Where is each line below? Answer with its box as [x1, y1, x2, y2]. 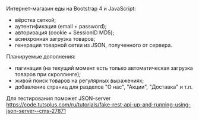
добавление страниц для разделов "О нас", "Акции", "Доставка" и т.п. [14, 83, 193, 90]
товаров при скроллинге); [14, 71, 81, 77]
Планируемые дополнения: [6, 53, 76, 60]
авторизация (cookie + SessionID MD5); [14, 29, 115, 36]
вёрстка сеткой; [14, 17, 56, 23]
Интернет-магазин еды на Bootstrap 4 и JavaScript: [6, 5, 137, 12]
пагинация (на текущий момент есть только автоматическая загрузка [14, 64, 193, 72]
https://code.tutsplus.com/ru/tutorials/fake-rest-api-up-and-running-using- [6, 101, 191, 108]
